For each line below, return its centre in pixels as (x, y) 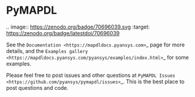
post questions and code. (37, 87)
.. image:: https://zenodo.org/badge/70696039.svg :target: (78, 27)
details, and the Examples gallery (47, 51)
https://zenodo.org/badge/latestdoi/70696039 (63, 33)
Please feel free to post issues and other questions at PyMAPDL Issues (91, 75)
